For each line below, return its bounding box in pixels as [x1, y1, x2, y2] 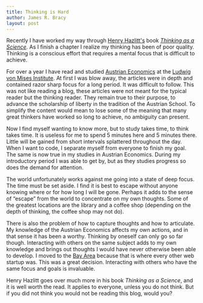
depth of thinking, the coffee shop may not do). [6, 208, 124, 215]
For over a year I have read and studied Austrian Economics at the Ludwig [6, 68, 191, 75]
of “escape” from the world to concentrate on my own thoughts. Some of [6, 195, 188, 203]
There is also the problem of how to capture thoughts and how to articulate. [6, 220, 195, 227]
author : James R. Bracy [6, 15, 67, 21]
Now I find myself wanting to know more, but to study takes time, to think [6, 125, 189, 133]
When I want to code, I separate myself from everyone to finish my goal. [6, 144, 187, 152]
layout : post [6, 20, 39, 26]
